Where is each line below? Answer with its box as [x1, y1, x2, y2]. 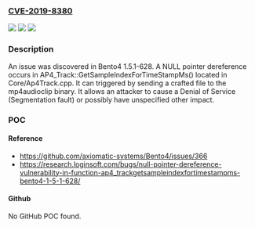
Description [8, 44, 54, 55]
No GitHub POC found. [8, 211, 82, 221]
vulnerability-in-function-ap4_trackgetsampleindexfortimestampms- [19, 168, 241, 177]
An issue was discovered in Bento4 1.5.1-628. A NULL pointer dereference [8, 61, 247, 71]
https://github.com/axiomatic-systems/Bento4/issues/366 [19, 151, 208, 160]
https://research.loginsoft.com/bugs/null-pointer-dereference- [19, 159, 222, 169]
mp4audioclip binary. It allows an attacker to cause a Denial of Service [8, 86, 236, 95]
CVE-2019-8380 [8, 5, 73, 16]
